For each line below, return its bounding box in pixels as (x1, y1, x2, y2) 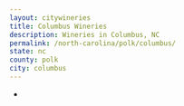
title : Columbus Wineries (9, 22, 107, 31)
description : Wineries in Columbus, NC (9, 30, 160, 39)
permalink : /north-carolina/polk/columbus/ (9, 38, 177, 48)
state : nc (9, 47, 47, 56)
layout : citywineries (9, 13, 92, 23)
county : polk (9, 55, 59, 64)
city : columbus (9, 64, 67, 73)
